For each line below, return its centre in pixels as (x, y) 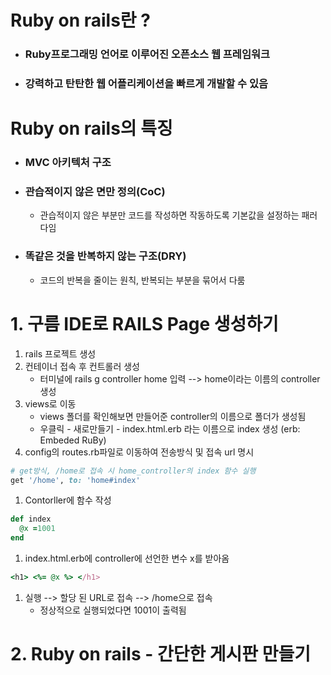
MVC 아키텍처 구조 (68, 163)
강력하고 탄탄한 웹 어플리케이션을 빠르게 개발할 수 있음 (146, 84)
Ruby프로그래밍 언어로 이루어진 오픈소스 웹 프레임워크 (147, 54)
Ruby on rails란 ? (80, 20)
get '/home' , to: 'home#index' (75, 480)
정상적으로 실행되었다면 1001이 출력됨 (113, 610)
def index (31, 519)
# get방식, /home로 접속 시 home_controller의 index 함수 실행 (133, 471)
